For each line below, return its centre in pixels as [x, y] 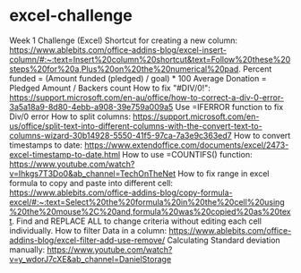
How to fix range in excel [224, 173]
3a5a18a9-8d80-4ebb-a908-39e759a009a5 [91, 107]
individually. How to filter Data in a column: [88, 230]
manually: [27, 249]
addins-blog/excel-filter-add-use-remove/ [87, 240]
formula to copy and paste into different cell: [91, 183]
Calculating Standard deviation [224, 240]
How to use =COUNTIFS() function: [187, 154]
